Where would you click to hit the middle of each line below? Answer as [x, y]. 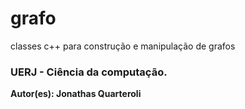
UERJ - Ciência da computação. [89, 72]
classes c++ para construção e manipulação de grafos [123, 46]
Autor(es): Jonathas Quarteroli [76, 94]
